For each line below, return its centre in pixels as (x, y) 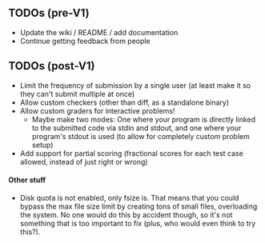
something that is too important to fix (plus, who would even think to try (138, 223)
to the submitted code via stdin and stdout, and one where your (137, 128)
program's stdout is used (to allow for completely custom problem (141, 136)
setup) (42, 145)
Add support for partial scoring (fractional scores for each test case (132, 153)
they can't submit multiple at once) (77, 94)
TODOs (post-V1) (52, 66)
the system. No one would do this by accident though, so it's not (126, 214)
